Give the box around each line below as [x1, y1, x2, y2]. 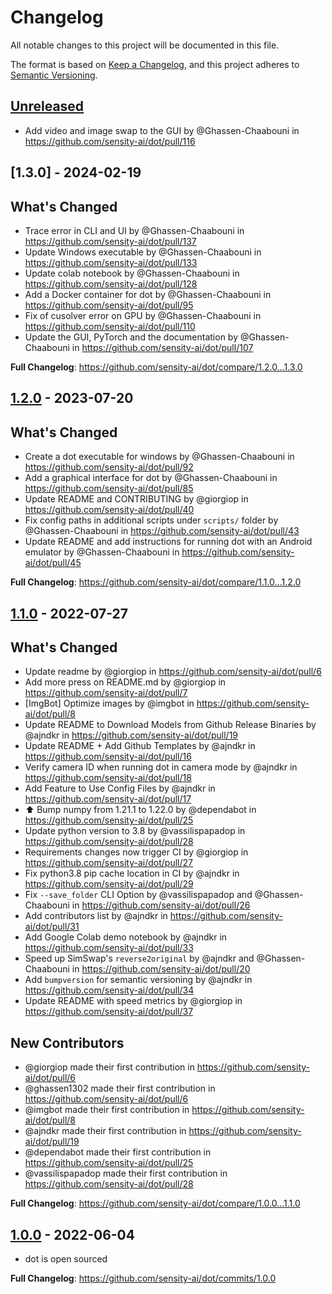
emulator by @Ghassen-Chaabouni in [24, 546, 180, 558]
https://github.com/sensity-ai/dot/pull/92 [24, 461, 194, 473]
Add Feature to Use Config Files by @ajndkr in [24, 782, 216, 795]
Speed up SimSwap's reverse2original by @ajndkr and [24, 952, 255, 965]
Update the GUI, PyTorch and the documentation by [24, 331, 239, 343]
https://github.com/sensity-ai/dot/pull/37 [24, 1006, 194, 1018]
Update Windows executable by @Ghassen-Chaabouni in [24, 246, 262, 258]
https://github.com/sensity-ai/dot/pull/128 [24, 277, 198, 290]
